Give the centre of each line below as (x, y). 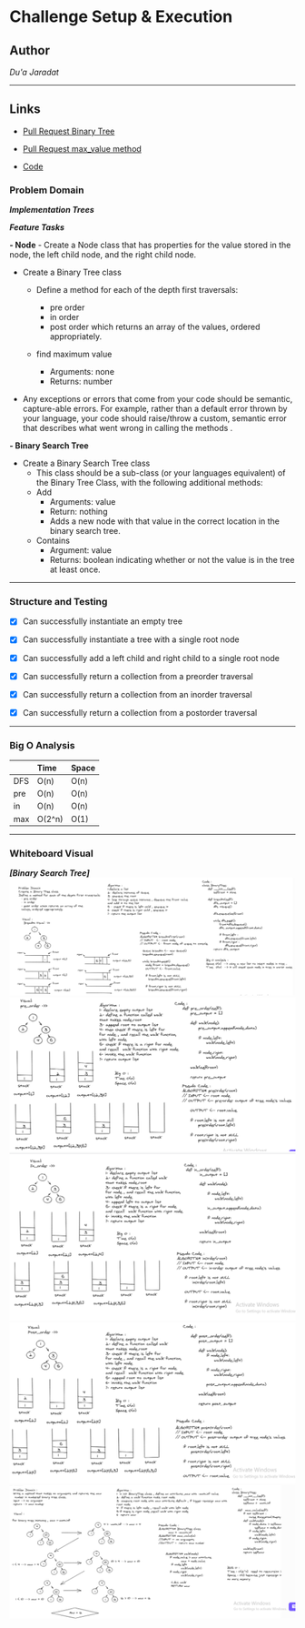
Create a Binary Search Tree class (86, 463)
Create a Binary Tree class (72, 272)
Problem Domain (47, 190)
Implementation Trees (52, 210)
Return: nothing (79, 512)
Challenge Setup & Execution (121, 17)
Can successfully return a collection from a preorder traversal (138, 676)
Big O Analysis (42, 745)
